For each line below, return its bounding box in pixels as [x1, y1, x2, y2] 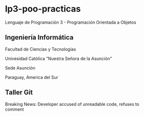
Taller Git [5, 88, 33, 97]
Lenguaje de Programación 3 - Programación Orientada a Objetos [5, 19, 137, 25]
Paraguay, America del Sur [5, 74, 59, 80]
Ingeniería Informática [5, 33, 74, 42]
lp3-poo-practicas [5, 3, 81, 14]
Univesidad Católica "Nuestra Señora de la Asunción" [5, 56, 112, 61]
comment [5, 106, 24, 112]
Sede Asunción [5, 65, 35, 71]
